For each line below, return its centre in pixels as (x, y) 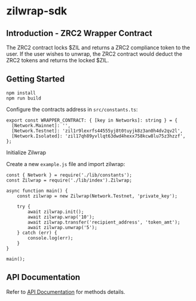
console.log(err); (50, 238)
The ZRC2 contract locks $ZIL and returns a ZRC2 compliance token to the (98, 47)
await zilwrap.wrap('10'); (61, 217)
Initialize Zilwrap (26, 152)
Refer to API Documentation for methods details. (66, 291)
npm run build (24, 98)
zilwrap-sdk (37, 11)
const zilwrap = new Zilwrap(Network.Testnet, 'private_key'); (97, 196)
